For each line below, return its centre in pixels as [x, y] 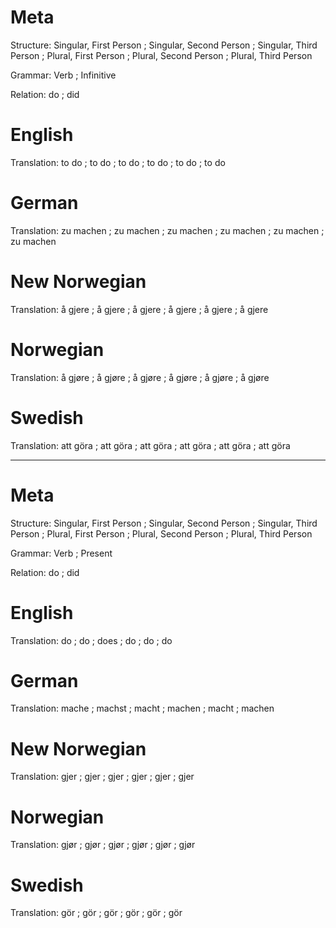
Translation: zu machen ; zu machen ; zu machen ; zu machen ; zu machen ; [167, 230]
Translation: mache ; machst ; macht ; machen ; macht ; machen [142, 708]
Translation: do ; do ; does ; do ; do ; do [91, 640]
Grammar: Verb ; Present [61, 553]
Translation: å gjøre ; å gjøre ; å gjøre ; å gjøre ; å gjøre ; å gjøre [140, 377]
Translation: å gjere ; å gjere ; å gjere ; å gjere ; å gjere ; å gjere [139, 309]
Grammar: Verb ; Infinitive [63, 75]
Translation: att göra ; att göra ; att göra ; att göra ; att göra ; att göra [150, 445]
